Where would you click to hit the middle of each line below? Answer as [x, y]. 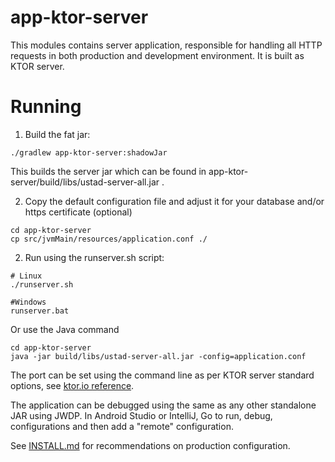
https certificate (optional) [78, 212]
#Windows [28, 302]
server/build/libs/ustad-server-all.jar [85, 182]
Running [46, 107]
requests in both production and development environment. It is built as [157, 55]
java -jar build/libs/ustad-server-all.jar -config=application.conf [158, 356]
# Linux [26, 276]
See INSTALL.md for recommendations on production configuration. [150, 445]
